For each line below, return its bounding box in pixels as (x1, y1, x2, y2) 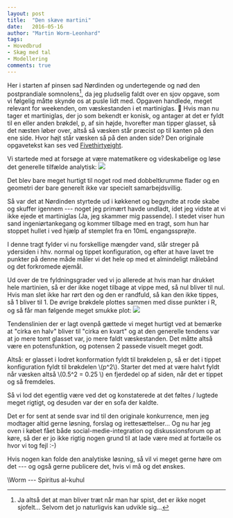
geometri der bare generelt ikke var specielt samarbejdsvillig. (7, 184, 182, 192)
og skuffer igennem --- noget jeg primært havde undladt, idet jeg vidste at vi (7, 204, 226, 213)
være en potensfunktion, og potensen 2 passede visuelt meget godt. (7, 342, 203, 350)
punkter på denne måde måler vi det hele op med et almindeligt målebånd (7, 255, 218, 264)
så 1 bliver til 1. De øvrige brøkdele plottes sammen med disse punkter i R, (7, 298, 217, 307)
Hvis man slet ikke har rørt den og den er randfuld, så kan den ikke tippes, (7, 291, 218, 299)
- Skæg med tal (7, 49, 51, 56)
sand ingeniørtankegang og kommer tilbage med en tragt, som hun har (7, 220, 209, 228)
